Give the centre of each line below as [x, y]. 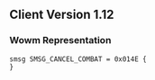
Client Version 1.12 [62, 15]
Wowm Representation [60, 40]
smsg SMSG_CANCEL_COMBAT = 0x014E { [78, 59]
